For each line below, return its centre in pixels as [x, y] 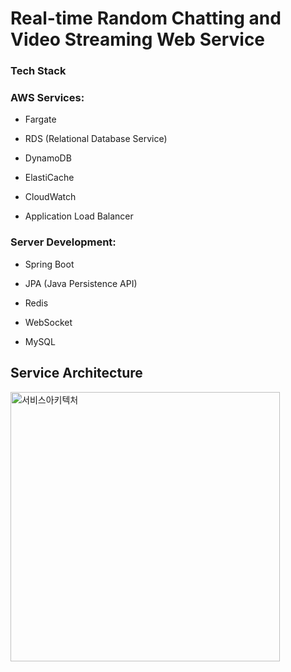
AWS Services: [47, 98]
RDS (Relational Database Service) [96, 139]
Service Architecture [76, 373]
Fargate [40, 119]
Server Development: [63, 242]
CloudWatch [50, 197]
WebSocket [48, 322]
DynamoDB [48, 158]
